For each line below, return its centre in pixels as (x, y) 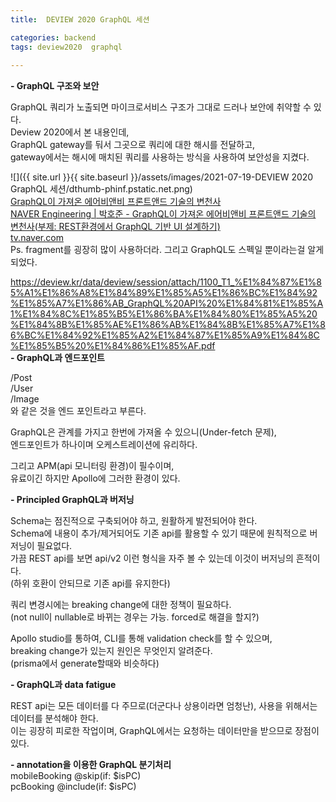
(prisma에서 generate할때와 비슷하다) (85, 663)
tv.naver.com (37, 238)
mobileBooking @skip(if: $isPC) (76, 776)
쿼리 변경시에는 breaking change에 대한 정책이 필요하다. (121, 605)
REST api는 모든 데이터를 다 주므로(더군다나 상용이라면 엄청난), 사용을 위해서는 (164, 706)
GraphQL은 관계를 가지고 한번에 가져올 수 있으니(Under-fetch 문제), (143, 432)
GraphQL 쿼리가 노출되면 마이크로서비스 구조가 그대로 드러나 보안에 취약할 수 (161, 107)
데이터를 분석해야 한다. (54, 718)
